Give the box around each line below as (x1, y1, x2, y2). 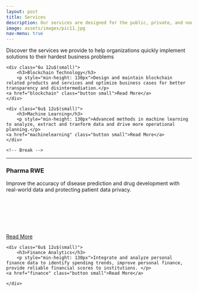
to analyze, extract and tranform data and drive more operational (6, 122, 176, 128)
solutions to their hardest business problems (6, 53, 114, 60)
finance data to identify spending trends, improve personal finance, (6, 260, 183, 266)
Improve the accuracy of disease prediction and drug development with (6, 180, 180, 187)
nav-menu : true (6, 31, 44, 37)
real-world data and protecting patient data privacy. (6, 186, 131, 193)
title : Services (6, 14, 46, 20)
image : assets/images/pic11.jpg (6, 25, 85, 31)
